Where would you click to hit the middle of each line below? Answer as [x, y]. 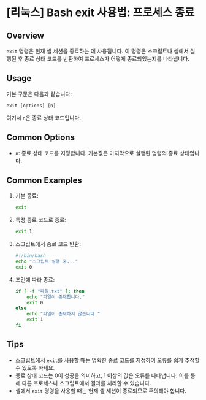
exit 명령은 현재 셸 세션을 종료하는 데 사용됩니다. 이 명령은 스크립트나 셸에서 [97, 51]
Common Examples [44, 181]
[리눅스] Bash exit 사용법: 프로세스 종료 [101, 13]
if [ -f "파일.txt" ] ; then [50, 291]
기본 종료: [27, 196]
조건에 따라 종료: [35, 279]
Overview [25, 35]
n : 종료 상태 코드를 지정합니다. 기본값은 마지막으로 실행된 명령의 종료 [97, 153]
